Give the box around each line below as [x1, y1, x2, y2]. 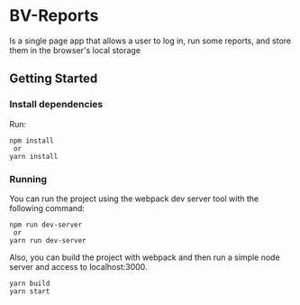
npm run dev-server [9, 220, 83, 229]
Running [9, 172, 48, 185]
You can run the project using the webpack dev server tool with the [9, 193, 259, 204]
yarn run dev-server [9, 236, 87, 245]
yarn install [9, 152, 59, 161]
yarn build [9, 279, 50, 288]
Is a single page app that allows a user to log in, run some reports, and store [9, 35, 292, 46]
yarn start [9, 286, 50, 296]
